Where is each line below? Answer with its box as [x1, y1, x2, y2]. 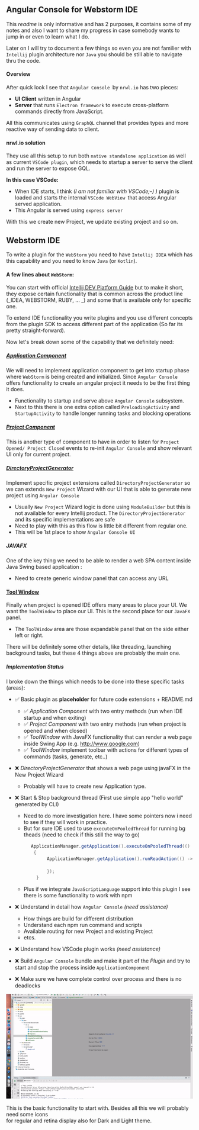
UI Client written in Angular [14, 95, 81, 102]
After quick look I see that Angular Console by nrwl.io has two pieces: [6, 84, 179, 91]
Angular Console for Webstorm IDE [6, 5, 138, 15]
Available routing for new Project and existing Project [23, 928, 153, 935]
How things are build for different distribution [23, 915, 134, 922]
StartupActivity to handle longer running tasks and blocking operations [14, 410, 191, 417]
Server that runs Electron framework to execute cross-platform [14, 102, 169, 109]
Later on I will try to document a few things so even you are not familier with [6, 44, 191, 51]
